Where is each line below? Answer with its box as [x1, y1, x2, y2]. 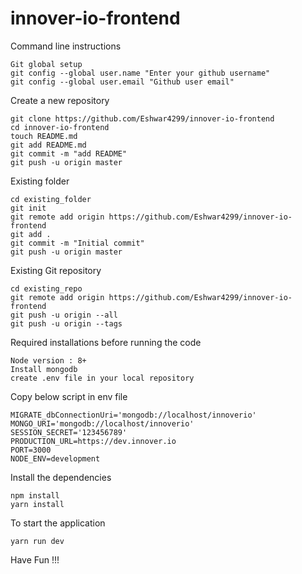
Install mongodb [10, 364, 78, 374]
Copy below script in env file [10, 390, 128, 402]
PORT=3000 [10, 445, 52, 455]
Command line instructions [10, 40, 122, 52]
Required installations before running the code [10, 336, 202, 348]
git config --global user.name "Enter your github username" [10, 68, 271, 78]
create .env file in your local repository [10, 373, 195, 383]
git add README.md [10, 140, 87, 150]
